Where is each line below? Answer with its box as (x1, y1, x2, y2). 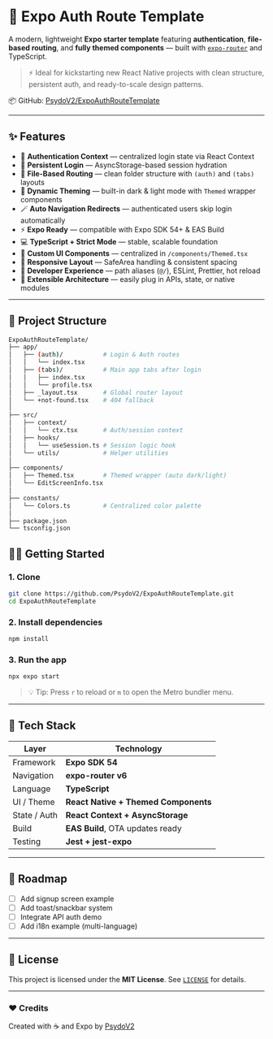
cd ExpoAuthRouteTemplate (8, 597, 96, 605)
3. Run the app (8, 654, 67, 665)
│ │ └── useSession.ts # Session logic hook (8, 441, 176, 449)
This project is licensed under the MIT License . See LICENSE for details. (8, 974, 246, 984)
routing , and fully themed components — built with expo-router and (31, 42, 262, 52)
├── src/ (8, 411, 38, 419)
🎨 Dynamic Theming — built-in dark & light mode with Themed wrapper (19, 186, 256, 196)
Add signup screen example (19, 894, 115, 903)
